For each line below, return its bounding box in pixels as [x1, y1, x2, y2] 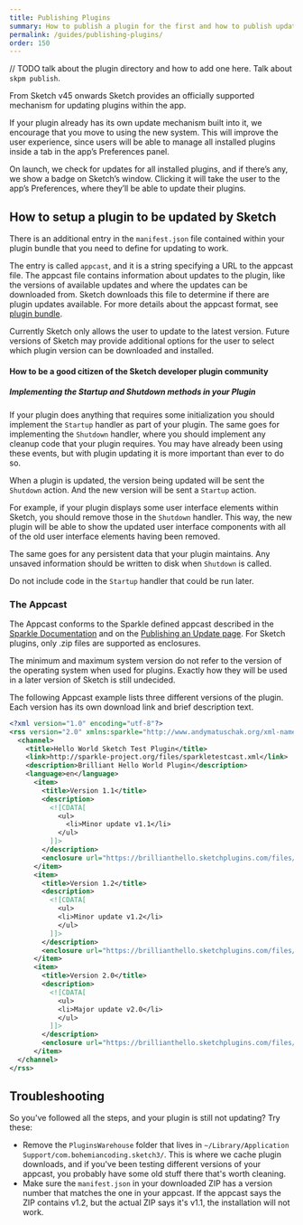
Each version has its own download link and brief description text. [9, 702, 254, 712]
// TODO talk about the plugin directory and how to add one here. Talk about [9, 63, 293, 74]
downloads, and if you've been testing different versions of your [22, 1159, 262, 1170]
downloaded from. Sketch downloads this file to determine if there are [9, 289, 270, 300]
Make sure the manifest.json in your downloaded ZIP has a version [22, 1178, 273, 1189]
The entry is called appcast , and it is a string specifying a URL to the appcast [9, 260, 294, 271]
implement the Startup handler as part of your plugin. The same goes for [9, 419, 280, 429]
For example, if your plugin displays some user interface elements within [9, 502, 280, 513]
